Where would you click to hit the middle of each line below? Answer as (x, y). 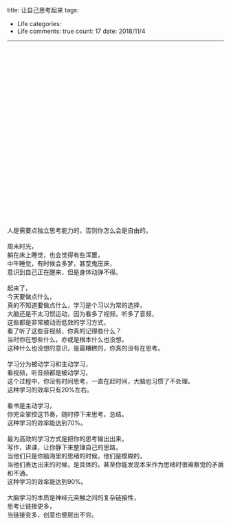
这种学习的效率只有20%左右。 (50, 390)
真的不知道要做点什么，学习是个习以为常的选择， (76, 305)
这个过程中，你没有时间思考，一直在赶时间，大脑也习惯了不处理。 (100, 381)
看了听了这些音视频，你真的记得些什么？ (64, 331)
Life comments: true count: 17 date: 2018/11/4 (81, 31)
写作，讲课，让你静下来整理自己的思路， (64, 447)
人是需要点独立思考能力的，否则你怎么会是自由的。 (79, 230)
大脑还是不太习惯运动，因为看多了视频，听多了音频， (82, 314)
